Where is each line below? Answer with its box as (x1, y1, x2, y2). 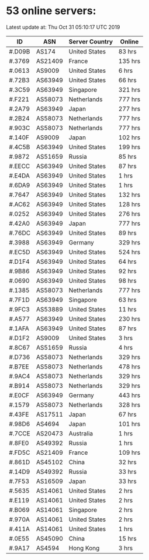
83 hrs (118, 47, 137, 55)
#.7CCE (9, 429, 30, 437)
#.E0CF (9, 391, 30, 399)
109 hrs (118, 448, 141, 457)
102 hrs (118, 133, 141, 142)
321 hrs (118, 85, 141, 93)
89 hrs (118, 229, 137, 237)
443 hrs (118, 391, 141, 399)
